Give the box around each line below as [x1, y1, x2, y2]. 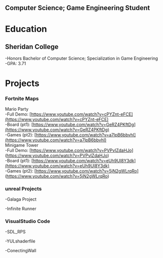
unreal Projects [5, 185, 42, 192]
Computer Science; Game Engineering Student [5, 4, 150, 12]
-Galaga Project [5, 196, 36, 202]
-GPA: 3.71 [5, 61, 26, 67]
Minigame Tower [5, 142, 39, 148]
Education [5, 23, 47, 34]
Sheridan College [5, 42, 59, 51]
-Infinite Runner [5, 206, 36, 212]
